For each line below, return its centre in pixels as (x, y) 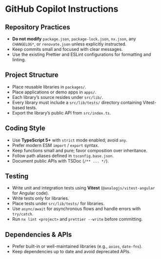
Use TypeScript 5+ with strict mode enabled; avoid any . (70, 140)
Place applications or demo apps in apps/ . (54, 92)
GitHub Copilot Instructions (62, 9)
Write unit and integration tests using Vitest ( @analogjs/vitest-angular (83, 188)
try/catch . (23, 214)
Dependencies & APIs (39, 234)
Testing (17, 177)
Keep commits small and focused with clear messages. (67, 49)
